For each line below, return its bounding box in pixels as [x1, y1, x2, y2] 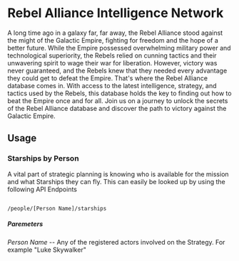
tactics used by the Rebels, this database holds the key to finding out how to [7, 89, 232, 97]
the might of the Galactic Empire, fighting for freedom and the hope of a [7, 36, 219, 44]
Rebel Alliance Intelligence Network [7, 5, 224, 21]
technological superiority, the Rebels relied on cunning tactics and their [7, 51, 217, 60]
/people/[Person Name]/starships [7, 205, 107, 212]
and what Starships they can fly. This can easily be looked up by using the [7, 177, 226, 186]
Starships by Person [7, 154, 80, 164]
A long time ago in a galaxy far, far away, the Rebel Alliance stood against [7, 28, 223, 37]
